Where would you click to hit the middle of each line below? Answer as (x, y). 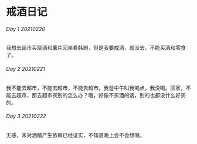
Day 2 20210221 (26, 68)
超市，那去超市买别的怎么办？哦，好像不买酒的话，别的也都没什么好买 (101, 95)
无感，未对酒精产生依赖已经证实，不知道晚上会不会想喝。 (75, 135)
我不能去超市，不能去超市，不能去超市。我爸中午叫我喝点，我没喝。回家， (96, 88)
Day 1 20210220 (26, 29)
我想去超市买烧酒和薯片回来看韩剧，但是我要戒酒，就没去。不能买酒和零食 (96, 48)
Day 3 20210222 (26, 116)
